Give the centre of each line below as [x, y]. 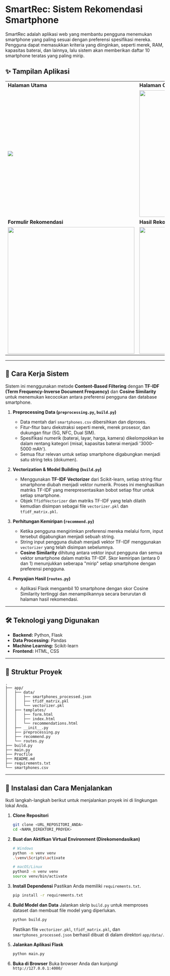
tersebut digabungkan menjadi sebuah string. [68, 536]
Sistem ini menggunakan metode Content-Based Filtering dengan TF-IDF [82, 386]
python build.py [30, 920]
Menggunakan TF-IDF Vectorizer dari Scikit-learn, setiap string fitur [91, 479]
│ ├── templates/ [26, 710]
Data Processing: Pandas [39, 640]
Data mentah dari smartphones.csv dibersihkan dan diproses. [83, 422]
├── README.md [20, 759]
